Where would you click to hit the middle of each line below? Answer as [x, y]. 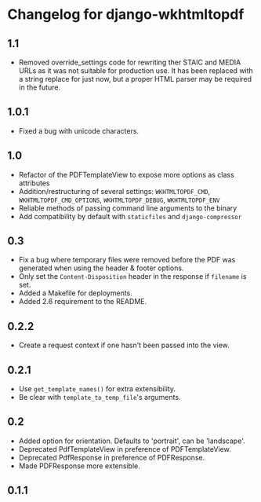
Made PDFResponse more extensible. [79, 466]
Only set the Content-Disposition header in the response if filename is [132, 277]
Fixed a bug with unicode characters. [78, 130]
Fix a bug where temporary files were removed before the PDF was [127, 260]
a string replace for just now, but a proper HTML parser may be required [135, 79]
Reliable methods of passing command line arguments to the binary [128, 208]
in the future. [39, 87]
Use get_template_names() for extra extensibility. [97, 389]
